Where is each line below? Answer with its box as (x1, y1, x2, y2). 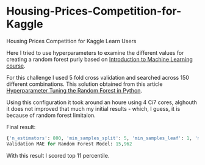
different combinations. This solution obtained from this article (6, 80, 163, 88)
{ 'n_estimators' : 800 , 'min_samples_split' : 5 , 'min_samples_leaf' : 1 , (6, 135, 192, 141)
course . (6, 62, 26, 69)
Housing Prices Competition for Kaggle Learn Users (6, 37, 137, 44)
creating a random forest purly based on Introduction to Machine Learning (6, 55, 193, 63)
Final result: (6, 123, 36, 130)
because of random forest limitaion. (6, 111, 96, 119)
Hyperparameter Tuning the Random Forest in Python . (6, 86, 142, 94)
